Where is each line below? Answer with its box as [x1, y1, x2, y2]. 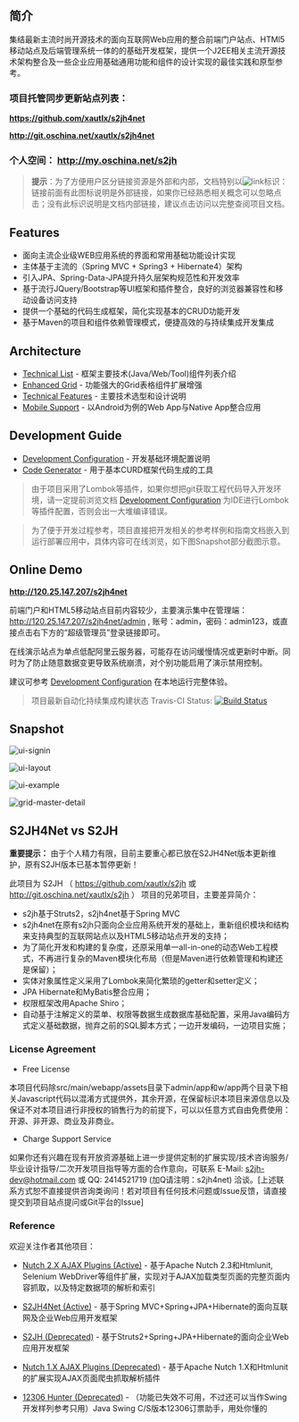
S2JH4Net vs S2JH [9, 823, 119, 838]
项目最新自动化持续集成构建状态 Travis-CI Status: [30, 695, 212, 706]
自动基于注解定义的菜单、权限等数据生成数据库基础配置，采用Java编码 [21, 1009, 283, 1020]
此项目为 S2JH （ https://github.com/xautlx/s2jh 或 [9, 878, 196, 889]
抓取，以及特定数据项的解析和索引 [29, 1282, 156, 1292]
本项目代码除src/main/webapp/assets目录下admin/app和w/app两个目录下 [9, 1081, 280, 1093]
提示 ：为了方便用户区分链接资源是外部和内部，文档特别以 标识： [30, 176, 288, 187]
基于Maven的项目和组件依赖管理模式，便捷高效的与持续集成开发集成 [21, 317, 275, 328]
